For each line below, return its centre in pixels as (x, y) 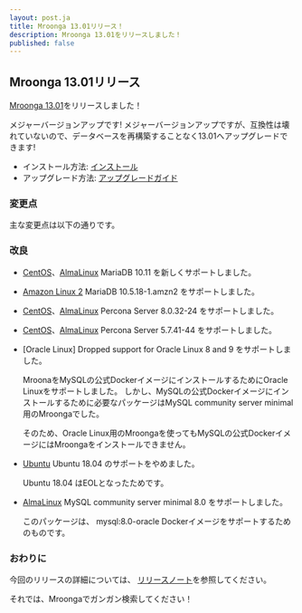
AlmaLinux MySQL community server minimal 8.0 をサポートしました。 (155, 502)
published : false (42, 43)
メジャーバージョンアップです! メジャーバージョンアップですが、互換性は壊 (150, 125)
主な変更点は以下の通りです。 (65, 225)
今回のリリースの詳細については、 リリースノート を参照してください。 (141, 579)
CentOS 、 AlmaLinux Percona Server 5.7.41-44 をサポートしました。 (150, 330)
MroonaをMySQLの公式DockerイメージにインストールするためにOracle (155, 379)
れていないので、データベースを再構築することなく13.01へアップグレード (145, 136)
